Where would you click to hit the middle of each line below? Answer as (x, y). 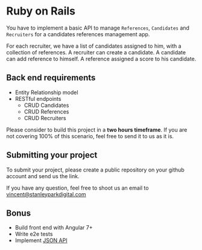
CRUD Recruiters (45, 118)
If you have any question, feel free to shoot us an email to (77, 188)
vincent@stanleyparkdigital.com (46, 194)
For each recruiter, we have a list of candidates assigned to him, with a (94, 46)
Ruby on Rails (41, 11)
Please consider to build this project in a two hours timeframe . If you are (97, 130)
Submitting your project (52, 155)
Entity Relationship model (46, 92)
